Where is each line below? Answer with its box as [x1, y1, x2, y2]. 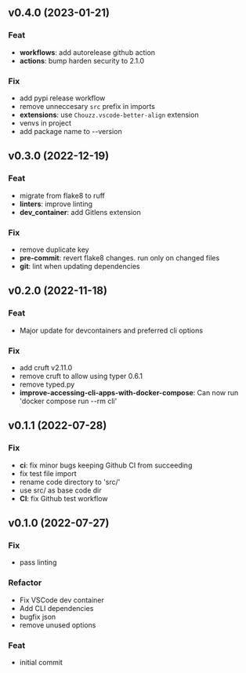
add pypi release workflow [19, 93, 106, 103]
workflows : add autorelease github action [19, 47, 155, 57]
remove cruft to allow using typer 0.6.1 [19, 371, 143, 380]
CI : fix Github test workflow [19, 493, 108, 503]
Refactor [8, 577, 42, 588]
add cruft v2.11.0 [19, 362, 73, 372]
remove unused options [19, 620, 96, 630]
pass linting [19, 558, 57, 567]
